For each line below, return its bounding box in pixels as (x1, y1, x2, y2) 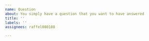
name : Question (5, 7, 36, 12)
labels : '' (5, 20, 27, 25)
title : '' (5, 16, 25, 20)
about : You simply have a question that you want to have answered (5, 11, 145, 16)
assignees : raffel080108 (5, 25, 55, 30)
